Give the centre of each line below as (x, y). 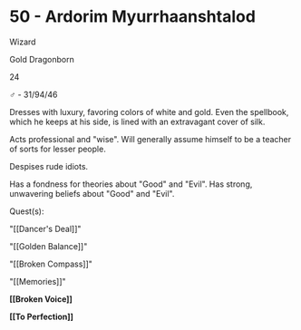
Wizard (23, 42)
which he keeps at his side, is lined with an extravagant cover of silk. (137, 121)
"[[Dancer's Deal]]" (45, 228)
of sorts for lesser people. (58, 149)
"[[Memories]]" (38, 281)
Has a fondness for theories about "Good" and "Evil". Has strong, (131, 184)
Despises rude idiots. (49, 166)
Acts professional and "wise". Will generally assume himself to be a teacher (150, 139)
